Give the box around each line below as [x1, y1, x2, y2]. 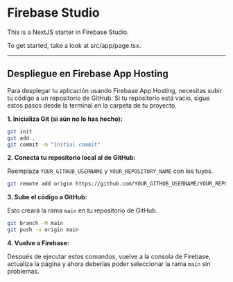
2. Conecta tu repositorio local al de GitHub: [7, 154, 137, 162]
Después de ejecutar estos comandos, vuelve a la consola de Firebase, [7, 252, 211, 260]
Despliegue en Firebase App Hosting [7, 68, 169, 80]
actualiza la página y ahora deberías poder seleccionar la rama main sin [7, 260, 211, 268]
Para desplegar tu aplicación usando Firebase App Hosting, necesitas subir [7, 86, 223, 94]
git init [7, 128, 33, 135]
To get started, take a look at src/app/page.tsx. [7, 41, 141, 49]
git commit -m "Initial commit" [7, 141, 101, 148]
